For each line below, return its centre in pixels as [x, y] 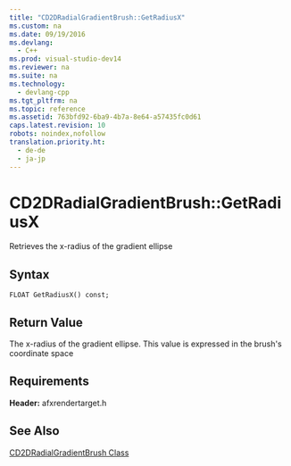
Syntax [29, 275]
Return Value [46, 322]
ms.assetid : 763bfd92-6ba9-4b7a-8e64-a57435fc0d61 [105, 117]
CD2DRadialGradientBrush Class [69, 453]
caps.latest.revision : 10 [57, 126]
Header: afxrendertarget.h [58, 403]
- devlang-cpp [43, 92]
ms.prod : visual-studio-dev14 [66, 59]
